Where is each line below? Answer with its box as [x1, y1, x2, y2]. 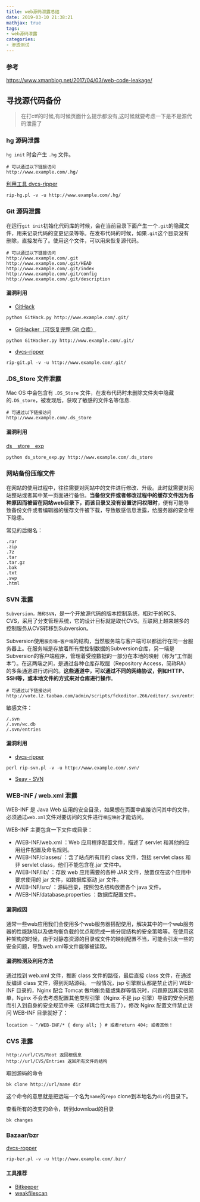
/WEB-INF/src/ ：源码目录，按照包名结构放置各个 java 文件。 [14, 883, 165, 891]
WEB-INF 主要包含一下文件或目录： [6, 826, 93, 833]
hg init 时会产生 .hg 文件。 [6, 151, 74, 158]
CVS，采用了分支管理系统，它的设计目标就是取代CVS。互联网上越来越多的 [6, 617, 189, 624]
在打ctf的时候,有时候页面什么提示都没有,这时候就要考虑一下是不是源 [20, 112, 187, 119]
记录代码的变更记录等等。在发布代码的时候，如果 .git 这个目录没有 [26, 229, 189, 236]
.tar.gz [6, 559, 26, 566]
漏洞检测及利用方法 [6, 957, 54, 965]
